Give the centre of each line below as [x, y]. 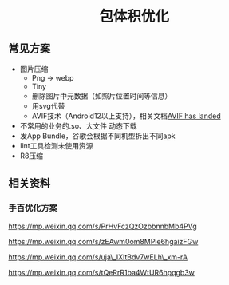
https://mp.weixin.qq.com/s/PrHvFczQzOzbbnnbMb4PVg [103, 226]
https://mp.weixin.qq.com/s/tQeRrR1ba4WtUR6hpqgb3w [102, 272]
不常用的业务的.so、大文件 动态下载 [78, 126]
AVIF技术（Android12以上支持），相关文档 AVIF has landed [126, 116]
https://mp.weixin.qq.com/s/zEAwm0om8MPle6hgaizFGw [103, 241]
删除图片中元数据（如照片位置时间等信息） [102, 96]
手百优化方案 [33, 208]
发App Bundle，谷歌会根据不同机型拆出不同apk [97, 136]
